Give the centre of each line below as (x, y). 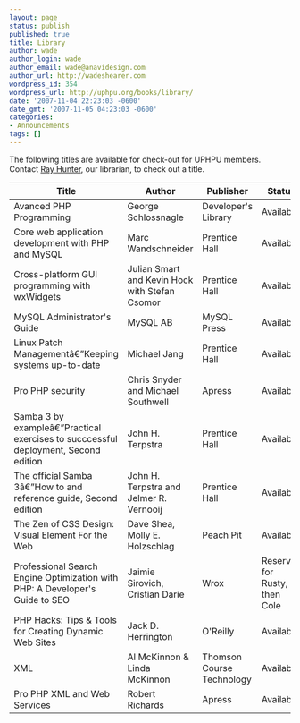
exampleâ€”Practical (58, 428)
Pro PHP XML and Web (62, 693)
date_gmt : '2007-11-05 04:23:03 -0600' (83, 109)
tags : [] (25, 134)
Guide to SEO (42, 600)
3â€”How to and (48, 487)
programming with (52, 285)
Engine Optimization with (66, 577)
